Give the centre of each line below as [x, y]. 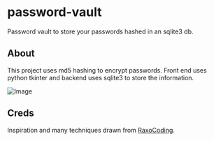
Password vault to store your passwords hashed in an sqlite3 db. [100, 31]
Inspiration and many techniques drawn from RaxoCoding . [91, 130]
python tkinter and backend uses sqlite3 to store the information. [101, 77]
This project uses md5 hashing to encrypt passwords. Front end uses [107, 70]
